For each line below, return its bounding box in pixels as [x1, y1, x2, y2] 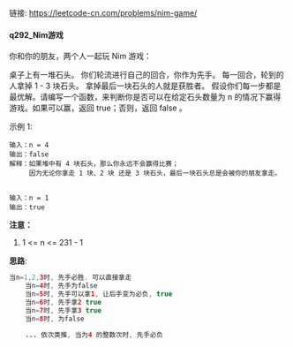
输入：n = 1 [9, 193, 49, 203]
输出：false [9, 150, 49, 159]
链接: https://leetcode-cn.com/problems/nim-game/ [9, 8, 198, 18]
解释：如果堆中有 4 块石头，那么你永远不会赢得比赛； [9, 160, 179, 169]
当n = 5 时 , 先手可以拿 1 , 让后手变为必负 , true [25, 290, 173, 298]
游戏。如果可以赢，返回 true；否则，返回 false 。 [9, 102, 187, 113]
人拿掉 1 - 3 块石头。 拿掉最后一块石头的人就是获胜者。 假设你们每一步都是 [9, 80, 282, 91]
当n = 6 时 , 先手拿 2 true [25, 298, 101, 306]
